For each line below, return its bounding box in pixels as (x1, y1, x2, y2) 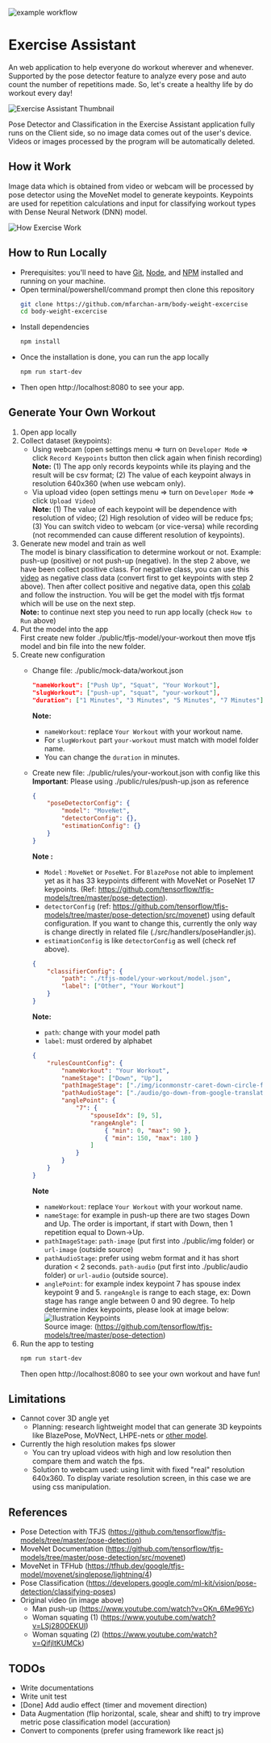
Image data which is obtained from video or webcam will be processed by (8, 181, 254, 191)
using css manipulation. (31, 1482, 111, 1491)
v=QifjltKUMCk (31, 1638, 82, 1648)
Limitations (8, 1392, 66, 1406)
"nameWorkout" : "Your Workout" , (60, 1067, 170, 1075)
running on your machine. (19, 276, 106, 285)
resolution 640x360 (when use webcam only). (31, 478, 186, 488)
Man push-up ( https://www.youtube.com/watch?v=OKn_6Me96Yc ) (31, 1604, 255, 1614)
